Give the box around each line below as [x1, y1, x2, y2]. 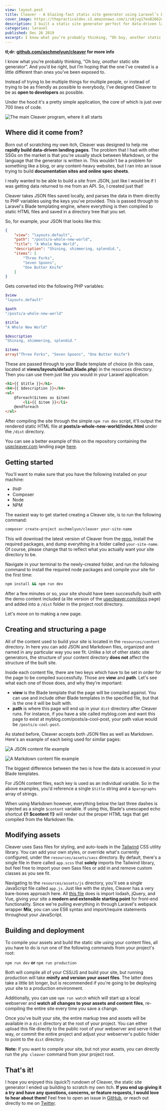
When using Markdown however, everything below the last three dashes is [5, 800, 158, 806]
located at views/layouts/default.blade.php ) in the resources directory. [5, 366, 153, 372]
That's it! [5, 1066, 34, 1074]
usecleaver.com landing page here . [5, 444, 78, 450]
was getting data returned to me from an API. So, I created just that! [5, 183, 144, 189]
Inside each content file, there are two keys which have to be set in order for [5, 669, 162, 675]
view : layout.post [5, 7, 43, 12]
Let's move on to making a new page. [5, 611, 82, 617]
